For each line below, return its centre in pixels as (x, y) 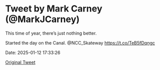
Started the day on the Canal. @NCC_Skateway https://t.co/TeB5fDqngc (80, 42)
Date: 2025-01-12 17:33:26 (33, 52)
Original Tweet (20, 62)
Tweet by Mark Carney (54, 9)
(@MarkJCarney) (42, 19)
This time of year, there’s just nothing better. (51, 33)
